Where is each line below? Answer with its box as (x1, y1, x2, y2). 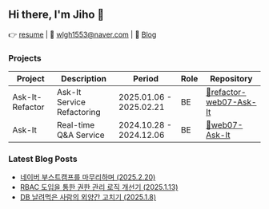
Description (61, 73, 106, 85)
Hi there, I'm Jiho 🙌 (8, 8, 105, 22)
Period (133, 73, 159, 85)
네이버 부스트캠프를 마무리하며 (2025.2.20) (19, 172, 156, 182)
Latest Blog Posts (8, 153, 78, 164)
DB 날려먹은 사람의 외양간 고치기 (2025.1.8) (19, 192, 157, 202)
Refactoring (56, 107, 102, 118)
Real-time (56, 120, 95, 131)
